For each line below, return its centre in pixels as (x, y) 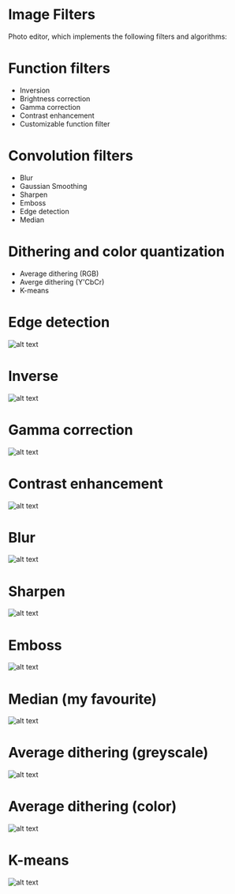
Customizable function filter (65, 123)
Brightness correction (55, 98)
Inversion (35, 90)
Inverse (34, 376)
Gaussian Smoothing (53, 186)
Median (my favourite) (83, 699)
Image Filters (52, 15)
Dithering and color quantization (116, 251)
